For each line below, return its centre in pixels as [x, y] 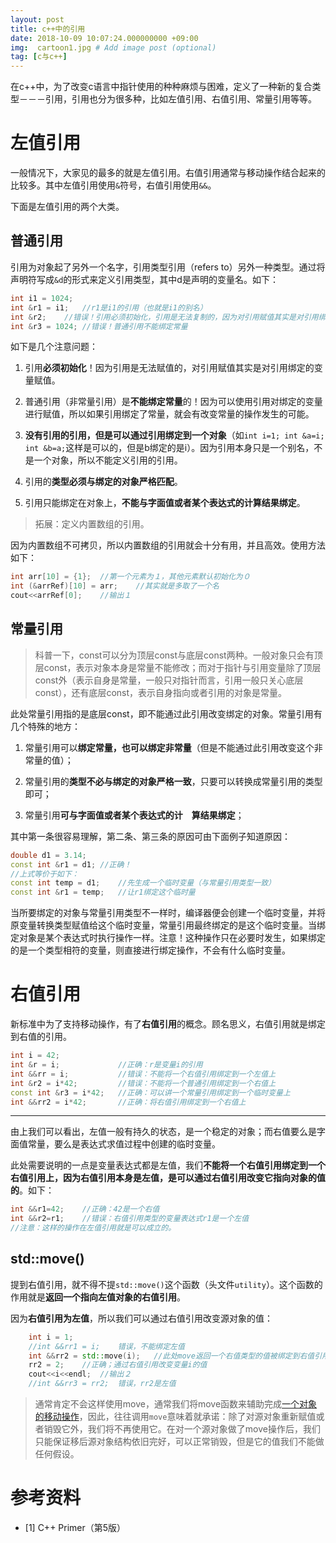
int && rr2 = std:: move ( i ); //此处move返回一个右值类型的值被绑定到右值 [171, 1356]
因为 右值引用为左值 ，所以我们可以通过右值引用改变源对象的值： [141, 1318]
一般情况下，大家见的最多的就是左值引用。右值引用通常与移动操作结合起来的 [168, 173]
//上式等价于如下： [45, 874]
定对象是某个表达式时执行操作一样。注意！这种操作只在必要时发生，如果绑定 [168, 938]
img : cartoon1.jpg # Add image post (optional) [113, 47]
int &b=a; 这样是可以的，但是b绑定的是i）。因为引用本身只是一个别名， [169, 448]
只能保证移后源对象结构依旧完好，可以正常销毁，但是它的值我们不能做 [179, 1442]
